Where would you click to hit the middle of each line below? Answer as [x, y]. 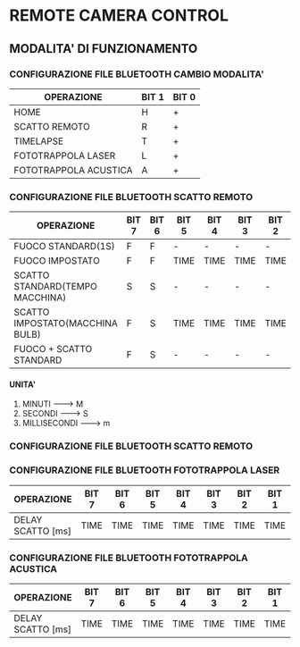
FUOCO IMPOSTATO [57, 261]
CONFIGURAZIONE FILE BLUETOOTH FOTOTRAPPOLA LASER [145, 470]
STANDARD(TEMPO [56, 287]
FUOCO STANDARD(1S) [65, 247]
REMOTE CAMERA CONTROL [119, 16]
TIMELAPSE [39, 141]
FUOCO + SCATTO [53, 349]
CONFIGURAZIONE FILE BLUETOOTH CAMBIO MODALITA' [137, 74]
